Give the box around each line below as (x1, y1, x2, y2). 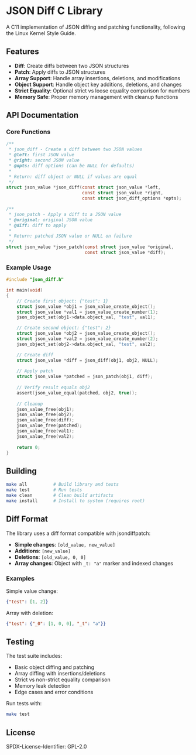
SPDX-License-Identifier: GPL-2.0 (6, 743, 87, 750)
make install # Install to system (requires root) (6, 497, 145, 504)
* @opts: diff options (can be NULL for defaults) (8, 163, 135, 169)
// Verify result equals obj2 (16, 385, 91, 390)
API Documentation (6, 110, 79, 121)
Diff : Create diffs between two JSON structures (14, 62, 129, 69)
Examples (6, 574, 35, 582)
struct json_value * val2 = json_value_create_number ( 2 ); (16, 336, 159, 342)
